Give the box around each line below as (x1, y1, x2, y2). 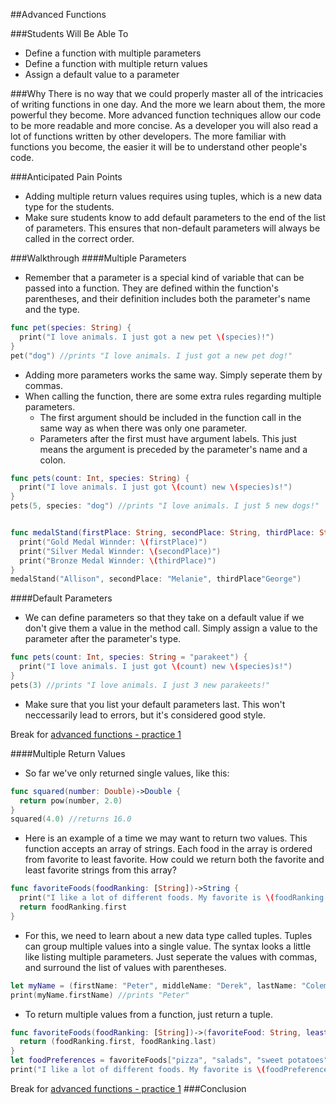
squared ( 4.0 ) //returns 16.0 (10, 814, 132, 824)
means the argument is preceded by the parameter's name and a (39, 443, 308, 455)
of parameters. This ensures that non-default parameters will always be (24, 222, 321, 234)
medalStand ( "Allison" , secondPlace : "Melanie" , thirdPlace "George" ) (10, 574, 302, 584)
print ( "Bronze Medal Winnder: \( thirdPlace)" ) (19, 555, 217, 566)
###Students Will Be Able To (10, 28, 129, 39)
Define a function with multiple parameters (24, 47, 202, 59)
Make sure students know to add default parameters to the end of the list (24, 212, 326, 223)
